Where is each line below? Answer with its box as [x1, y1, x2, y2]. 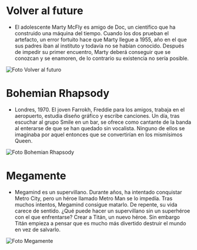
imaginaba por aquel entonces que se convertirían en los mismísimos [14, 131, 183, 138]
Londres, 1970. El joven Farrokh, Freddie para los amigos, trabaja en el [14, 106, 185, 113]
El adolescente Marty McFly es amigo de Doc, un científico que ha [14, 23, 176, 31]
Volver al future [6, 4, 84, 18]
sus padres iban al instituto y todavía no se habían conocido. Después [14, 42, 185, 49]
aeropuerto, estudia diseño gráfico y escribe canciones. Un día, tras [14, 112, 180, 119]
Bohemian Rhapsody [6, 87, 110, 100]
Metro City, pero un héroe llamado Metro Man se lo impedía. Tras [14, 195, 173, 202]
